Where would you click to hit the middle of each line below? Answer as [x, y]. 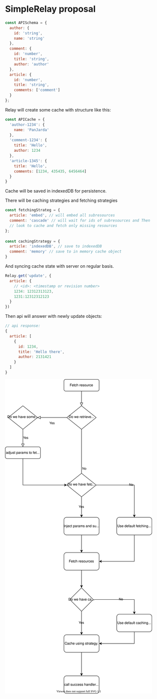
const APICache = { [25, 119]
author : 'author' [32, 64]
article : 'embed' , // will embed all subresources [62, 215]
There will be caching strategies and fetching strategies [61, 200]
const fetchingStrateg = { [33, 210]
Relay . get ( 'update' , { [28, 276]
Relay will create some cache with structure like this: [58, 110]
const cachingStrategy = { [33, 241]
